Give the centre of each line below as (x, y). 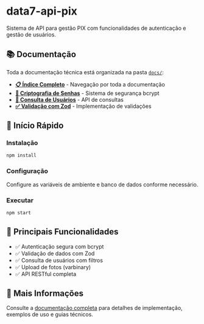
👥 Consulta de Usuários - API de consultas (69, 99)
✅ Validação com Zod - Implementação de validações (83, 106)
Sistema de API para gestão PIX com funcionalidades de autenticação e (96, 28)
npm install (21, 156)
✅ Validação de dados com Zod (55, 253)
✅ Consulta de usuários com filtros (59, 260)
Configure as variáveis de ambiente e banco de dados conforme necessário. (102, 185)
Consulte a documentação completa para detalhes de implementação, (94, 308)
